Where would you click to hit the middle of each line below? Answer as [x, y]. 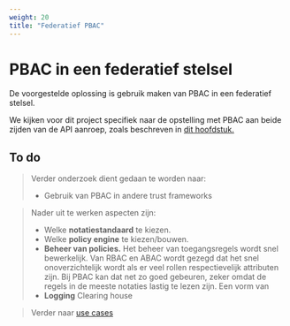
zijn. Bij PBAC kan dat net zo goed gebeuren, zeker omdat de [155, 277]
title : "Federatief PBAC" [57, 26]
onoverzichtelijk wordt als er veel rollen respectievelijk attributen [161, 268]
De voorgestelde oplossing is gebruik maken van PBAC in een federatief [141, 94]
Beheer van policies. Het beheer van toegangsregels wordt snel [161, 249]
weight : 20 [29, 17]
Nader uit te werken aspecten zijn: [93, 213]
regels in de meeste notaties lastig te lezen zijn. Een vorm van [156, 286]
